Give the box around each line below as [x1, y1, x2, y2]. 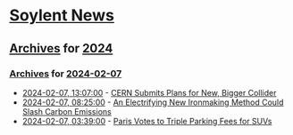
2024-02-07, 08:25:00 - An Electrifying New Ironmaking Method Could [21, 97, 284, 107]
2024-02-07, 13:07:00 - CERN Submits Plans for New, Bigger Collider [21, 87, 277, 98]
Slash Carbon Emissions [21, 106, 112, 116]
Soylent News [9, 5, 114, 26]
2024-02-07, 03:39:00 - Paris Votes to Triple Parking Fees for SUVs [21, 115, 272, 126]
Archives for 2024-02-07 [9, 67, 122, 80]
